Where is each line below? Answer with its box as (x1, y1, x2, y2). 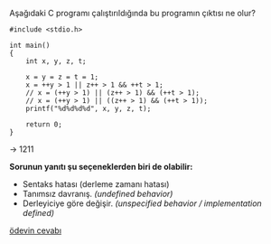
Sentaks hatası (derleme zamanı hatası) (22, 179, 170, 189)
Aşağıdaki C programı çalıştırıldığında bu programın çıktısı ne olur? (9, 8, 256, 18)
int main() (9, 41, 51, 50)
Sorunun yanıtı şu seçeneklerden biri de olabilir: (9, 162, 193, 172)
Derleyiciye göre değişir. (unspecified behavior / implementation (22, 198, 262, 209)
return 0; (25, 120, 63, 129)
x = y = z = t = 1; (25, 72, 99, 81)
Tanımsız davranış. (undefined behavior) (22, 189, 173, 199)
